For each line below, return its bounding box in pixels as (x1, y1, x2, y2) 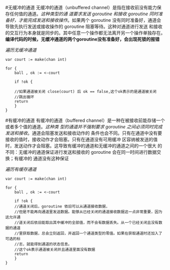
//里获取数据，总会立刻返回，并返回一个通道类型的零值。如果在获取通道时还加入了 (14, 231, 162, 236)
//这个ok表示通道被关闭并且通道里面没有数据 (14, 247, 95, 252)
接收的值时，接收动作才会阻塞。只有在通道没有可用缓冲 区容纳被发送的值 (5, 137, 158, 142)
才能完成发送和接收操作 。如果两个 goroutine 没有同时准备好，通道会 (18, 17, 161, 23)
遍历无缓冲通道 (5, 47, 37, 53)
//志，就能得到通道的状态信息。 (14, 242, 72, 247)
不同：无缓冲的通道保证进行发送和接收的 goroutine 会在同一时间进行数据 (5, 149, 157, 155)
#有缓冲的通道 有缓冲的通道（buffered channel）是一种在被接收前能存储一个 (5, 117, 165, 123)
